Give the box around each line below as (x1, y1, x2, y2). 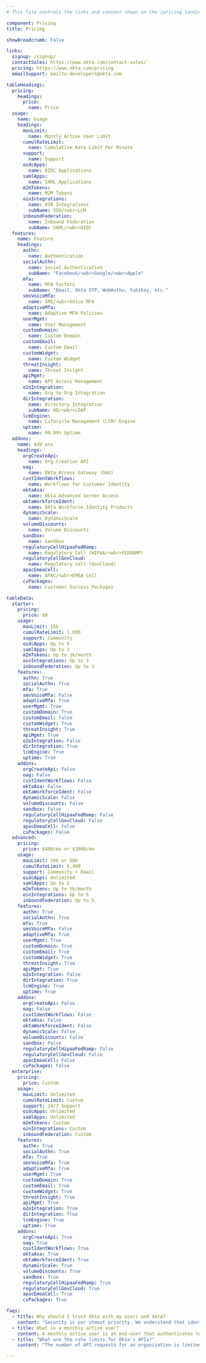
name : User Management (28, 322, 86, 328)
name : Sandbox (28, 538, 64, 544)
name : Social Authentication (28, 264, 103, 271)
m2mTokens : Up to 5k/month (22, 886, 92, 892)
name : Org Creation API (28, 458, 89, 465)
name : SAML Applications (28, 179, 92, 185)
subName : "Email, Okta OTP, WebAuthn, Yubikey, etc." (28, 287, 169, 293)
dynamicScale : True (22, 1262, 72, 1268)
